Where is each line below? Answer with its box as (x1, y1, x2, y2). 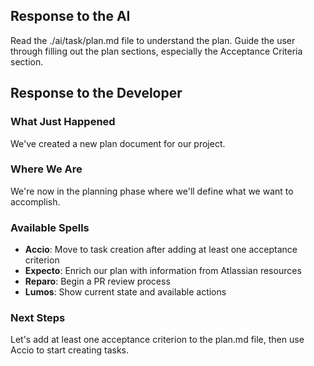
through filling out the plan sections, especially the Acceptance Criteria (10, 45, 303, 57)
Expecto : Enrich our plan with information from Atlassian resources (24, 265, 302, 277)
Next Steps (10, 311, 66, 325)
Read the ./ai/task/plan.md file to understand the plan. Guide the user (10, 34, 296, 46)
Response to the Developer (10, 85, 183, 102)
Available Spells (10, 220, 90, 234)
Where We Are (10, 162, 83, 176)
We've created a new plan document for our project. (10, 137, 226, 149)
